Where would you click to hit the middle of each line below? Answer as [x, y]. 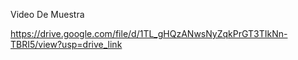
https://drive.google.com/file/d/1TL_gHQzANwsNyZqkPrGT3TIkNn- [149, 33]
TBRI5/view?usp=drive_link [66, 44]
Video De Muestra [47, 14]
